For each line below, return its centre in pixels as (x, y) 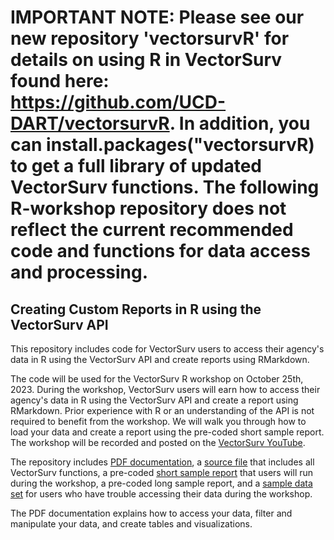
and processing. (79, 272)
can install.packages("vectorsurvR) (162, 145)
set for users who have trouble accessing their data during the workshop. (161, 494)
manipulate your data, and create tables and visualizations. (131, 524)
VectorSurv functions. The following (165, 187)
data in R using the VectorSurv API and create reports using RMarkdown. (160, 359)
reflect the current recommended (152, 230)
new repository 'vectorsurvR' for (150, 38)
